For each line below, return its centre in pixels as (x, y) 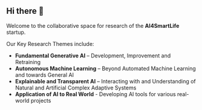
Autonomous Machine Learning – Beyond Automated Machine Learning (106, 68)
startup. (16, 32)
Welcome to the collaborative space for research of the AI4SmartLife (93, 25)
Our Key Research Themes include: (50, 44)
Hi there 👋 (25, 11)
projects (41, 100)
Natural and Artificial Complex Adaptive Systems (76, 88)
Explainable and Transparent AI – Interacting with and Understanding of (106, 81)
